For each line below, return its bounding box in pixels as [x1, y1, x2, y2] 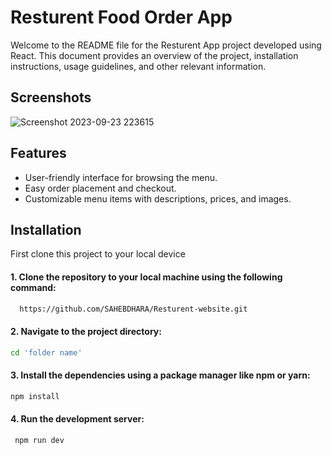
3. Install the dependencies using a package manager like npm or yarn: [10, 369, 311, 381]
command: [10, 281, 57, 293]
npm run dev [14, 435, 65, 445]
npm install [10, 391, 60, 401]
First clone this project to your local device [10, 248, 186, 260]
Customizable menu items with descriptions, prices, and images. [24, 192, 292, 205]
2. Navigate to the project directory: [10, 326, 162, 338]
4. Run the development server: [10, 413, 145, 425]
